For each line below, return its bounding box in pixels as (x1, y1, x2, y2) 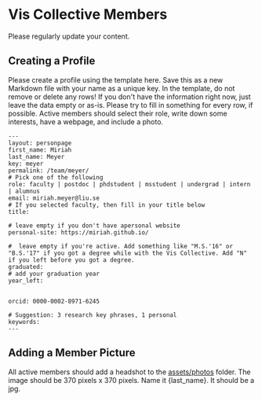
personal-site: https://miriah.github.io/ (8, 228, 149, 237)
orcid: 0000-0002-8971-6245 (8, 297, 100, 305)
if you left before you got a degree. (8, 256, 135, 264)
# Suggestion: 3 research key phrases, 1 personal (8, 311, 177, 319)
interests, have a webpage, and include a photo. (8, 116, 163, 127)
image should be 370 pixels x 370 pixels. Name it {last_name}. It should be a (8, 375, 255, 384)
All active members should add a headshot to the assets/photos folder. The (8, 367, 251, 377)
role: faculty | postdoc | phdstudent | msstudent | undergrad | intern (8, 180, 251, 188)
